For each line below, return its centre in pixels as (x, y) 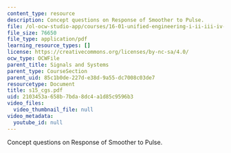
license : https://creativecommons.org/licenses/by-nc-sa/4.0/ (98, 52)
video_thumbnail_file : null (54, 110)
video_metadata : (30, 116)
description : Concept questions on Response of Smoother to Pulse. (106, 20)
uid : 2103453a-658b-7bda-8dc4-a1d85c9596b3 (70, 97)
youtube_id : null (38, 122)
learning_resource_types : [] (49, 45)
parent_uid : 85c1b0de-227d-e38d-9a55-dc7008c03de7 (81, 78)
